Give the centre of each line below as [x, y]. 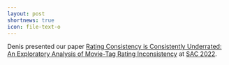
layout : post [26, 14]
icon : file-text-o [34, 27]
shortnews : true [31, 20]
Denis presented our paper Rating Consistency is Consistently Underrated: [114, 47]
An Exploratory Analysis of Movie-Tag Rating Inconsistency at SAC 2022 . [112, 54]
